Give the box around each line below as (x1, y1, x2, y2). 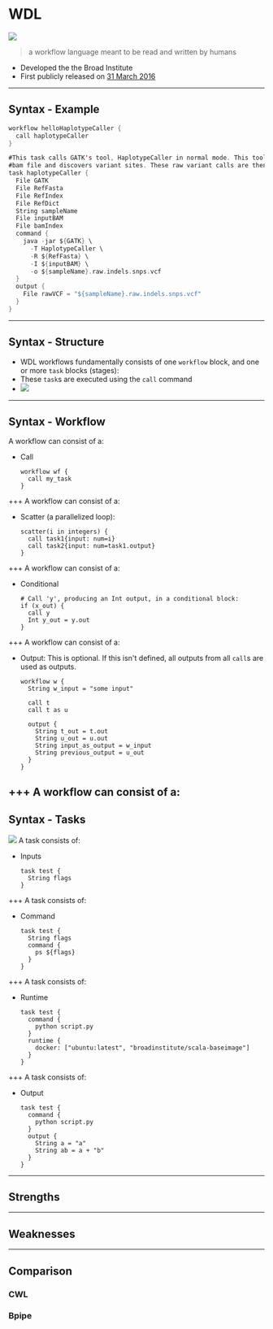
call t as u (28, 706, 68, 714)
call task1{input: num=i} (28, 535, 115, 543)
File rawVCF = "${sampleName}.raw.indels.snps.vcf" (23, 290, 201, 298)
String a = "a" (35, 1139, 87, 1147)
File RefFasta (15, 184, 63, 192)
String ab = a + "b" (35, 1146, 105, 1154)
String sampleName (15, 206, 79, 215)
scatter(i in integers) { (19, 528, 108, 536)
